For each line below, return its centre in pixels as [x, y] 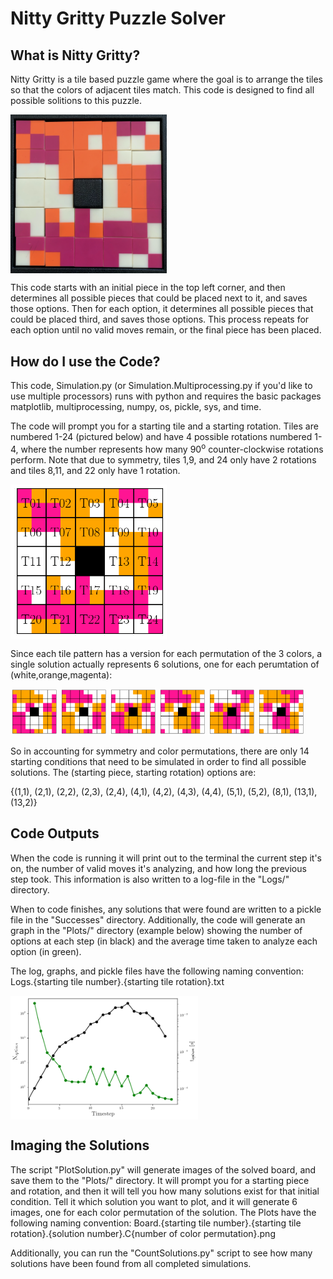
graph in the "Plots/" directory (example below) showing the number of [156, 930]
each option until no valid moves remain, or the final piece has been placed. [166, 330]
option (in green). [46, 951]
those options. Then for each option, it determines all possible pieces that [162, 309]
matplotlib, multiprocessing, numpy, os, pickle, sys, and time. [136, 407]
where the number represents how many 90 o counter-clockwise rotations [172, 448]
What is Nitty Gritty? [75, 55]
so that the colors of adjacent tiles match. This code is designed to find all [162, 90]
